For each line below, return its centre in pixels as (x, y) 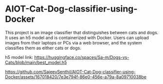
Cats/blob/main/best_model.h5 (36, 62)
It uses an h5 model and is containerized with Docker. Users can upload (77, 38)
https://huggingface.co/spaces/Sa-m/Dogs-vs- (81, 57)
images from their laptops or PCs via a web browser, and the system (73, 42)
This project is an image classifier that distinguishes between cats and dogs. (82, 32)
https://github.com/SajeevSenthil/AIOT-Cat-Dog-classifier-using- (71, 71)
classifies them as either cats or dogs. (43, 48)
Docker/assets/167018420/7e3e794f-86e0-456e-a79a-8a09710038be (76, 77)
